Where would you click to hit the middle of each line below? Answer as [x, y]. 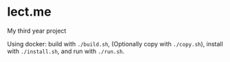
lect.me [29, 12]
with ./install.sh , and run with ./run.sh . [66, 51]
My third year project [37, 31]
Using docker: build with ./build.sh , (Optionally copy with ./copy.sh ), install [115, 44]
